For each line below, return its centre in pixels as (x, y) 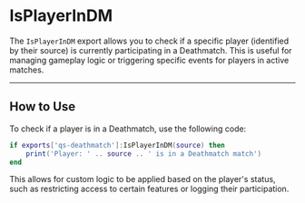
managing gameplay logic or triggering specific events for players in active (149, 60)
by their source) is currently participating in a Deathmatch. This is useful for (151, 50)
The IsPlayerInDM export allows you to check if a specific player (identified (149, 41)
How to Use (43, 106)
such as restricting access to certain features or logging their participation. (149, 189)
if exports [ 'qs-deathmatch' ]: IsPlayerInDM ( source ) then (117, 145)
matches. (27, 70)
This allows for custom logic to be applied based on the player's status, (143, 179)
